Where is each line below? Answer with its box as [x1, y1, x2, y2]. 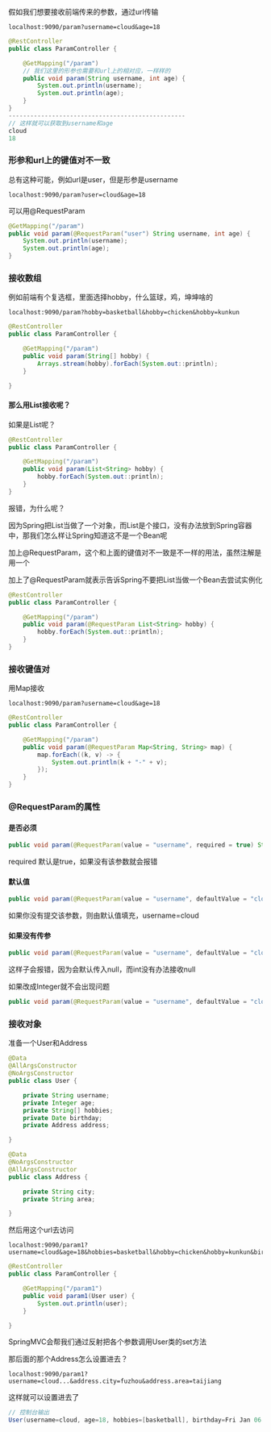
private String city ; [23, 1188, 95, 1196]
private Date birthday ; [23, 1114, 103, 1122]
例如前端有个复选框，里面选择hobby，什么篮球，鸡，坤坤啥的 [8, 293, 214, 302]
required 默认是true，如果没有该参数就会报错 [8, 857, 158, 867]
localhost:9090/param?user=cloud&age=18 [8, 190, 147, 199]
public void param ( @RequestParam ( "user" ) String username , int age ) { [8, 229, 251, 238]
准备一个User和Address [8, 1039, 88, 1048]
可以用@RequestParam [8, 206, 85, 215]
